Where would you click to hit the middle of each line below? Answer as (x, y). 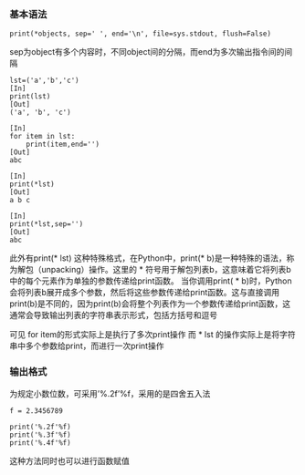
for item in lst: (42, 137)
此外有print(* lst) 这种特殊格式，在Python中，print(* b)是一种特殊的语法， (148, 258)
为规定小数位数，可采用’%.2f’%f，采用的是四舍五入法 (110, 393)
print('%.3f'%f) (40, 435)
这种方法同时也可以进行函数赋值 (69, 460)
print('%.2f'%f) (40, 427)
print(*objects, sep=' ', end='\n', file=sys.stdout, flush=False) (141, 34)
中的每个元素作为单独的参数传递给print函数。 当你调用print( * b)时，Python (151, 281)
